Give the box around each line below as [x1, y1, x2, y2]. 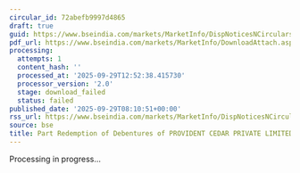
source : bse [9, 121, 54, 130]
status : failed [17, 95, 74, 105]
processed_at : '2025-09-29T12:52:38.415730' [17, 71, 186, 80]
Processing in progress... [9, 153, 101, 164]
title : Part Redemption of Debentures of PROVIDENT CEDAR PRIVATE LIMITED [9, 129, 294, 138]
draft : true [9, 21, 54, 30]
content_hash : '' [17, 63, 82, 72]
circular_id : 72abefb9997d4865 [9, 12, 126, 22]
